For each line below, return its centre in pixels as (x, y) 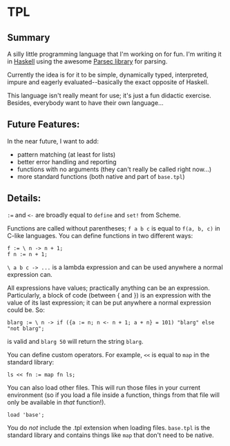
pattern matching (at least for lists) (66, 154)
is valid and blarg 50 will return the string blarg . (75, 341)
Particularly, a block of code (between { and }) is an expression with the (109, 295)
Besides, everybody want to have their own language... (85, 103)
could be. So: (26, 310)
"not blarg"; (26, 329)
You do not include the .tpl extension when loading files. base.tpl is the (109, 427)
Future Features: (44, 125)
